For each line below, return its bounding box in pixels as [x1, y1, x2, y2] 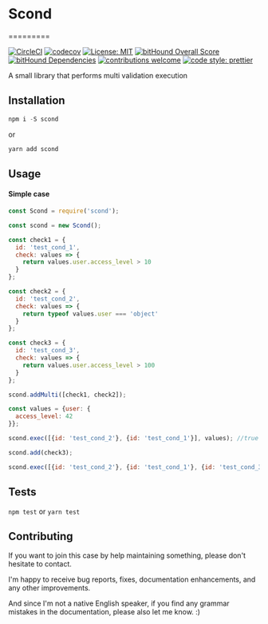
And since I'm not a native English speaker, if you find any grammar [8, 598, 230, 608]
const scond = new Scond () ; [8, 221, 102, 229]
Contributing [8, 529, 73, 543]
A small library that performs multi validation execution [8, 70, 188, 80]
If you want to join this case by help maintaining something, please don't [8, 550, 246, 560]
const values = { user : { [8, 405, 91, 413]
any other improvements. [8, 583, 91, 593]
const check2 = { [8, 288, 66, 296]
